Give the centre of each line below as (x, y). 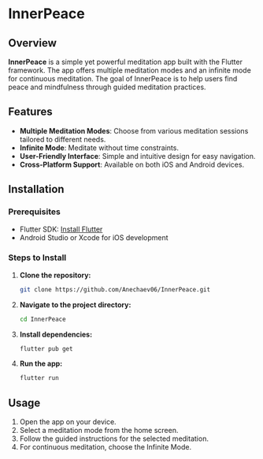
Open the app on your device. (68, 422)
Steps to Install (37, 258)
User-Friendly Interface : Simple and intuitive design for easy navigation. (137, 156)
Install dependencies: (56, 334)
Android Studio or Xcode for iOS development (94, 237)
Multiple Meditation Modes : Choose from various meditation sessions (134, 130)
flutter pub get (46, 348)
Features (30, 112)
